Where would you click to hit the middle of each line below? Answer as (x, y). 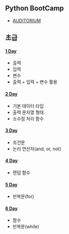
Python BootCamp (34, 8)
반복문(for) (23, 196)
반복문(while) (26, 227)
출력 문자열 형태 (28, 112)
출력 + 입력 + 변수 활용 (35, 82)
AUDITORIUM (27, 20)
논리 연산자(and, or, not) (37, 149)
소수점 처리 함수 (28, 118)
